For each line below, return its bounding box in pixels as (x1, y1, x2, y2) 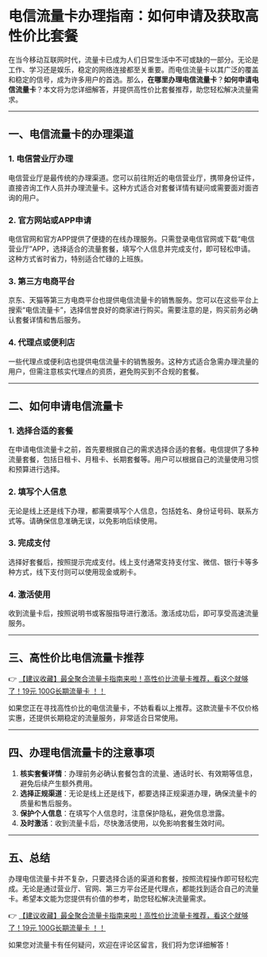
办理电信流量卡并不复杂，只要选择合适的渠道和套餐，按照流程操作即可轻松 (8, 874, 252, 883)
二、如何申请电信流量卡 (8, 399, 123, 413)
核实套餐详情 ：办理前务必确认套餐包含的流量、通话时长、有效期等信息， (19, 768, 257, 778)
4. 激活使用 (8, 588, 51, 600)
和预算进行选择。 (8, 465, 64, 474)
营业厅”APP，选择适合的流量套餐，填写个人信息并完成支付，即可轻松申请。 (8, 244, 255, 253)
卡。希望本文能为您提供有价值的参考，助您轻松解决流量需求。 (8, 893, 211, 903)
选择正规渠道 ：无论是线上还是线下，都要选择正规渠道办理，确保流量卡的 (19, 788, 257, 798)
